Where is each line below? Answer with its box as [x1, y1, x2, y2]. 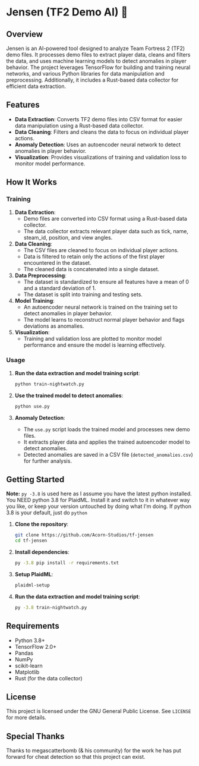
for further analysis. [23, 457, 72, 464]
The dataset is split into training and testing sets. [23, 291, 143, 298]
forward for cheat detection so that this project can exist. [6, 754, 146, 761]
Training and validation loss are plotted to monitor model [23, 335, 162, 342]
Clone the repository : [14, 520, 69, 528]
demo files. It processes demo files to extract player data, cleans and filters [6, 51, 191, 58]
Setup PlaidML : [14, 570, 53, 577]
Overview [6, 29, 43, 39]
